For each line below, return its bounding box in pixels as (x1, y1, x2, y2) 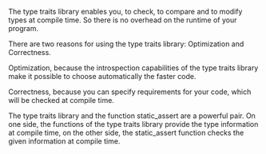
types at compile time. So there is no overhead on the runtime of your (8, 15, 237, 25)
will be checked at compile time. (8, 96, 114, 105)
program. (8, 24, 39, 33)
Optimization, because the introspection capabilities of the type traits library (8, 63, 259, 73)
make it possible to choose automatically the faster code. (8, 72, 197, 81)
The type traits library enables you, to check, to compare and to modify (8, 7, 243, 16)
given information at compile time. (8, 136, 121, 146)
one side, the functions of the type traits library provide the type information (8, 120, 259, 128)
